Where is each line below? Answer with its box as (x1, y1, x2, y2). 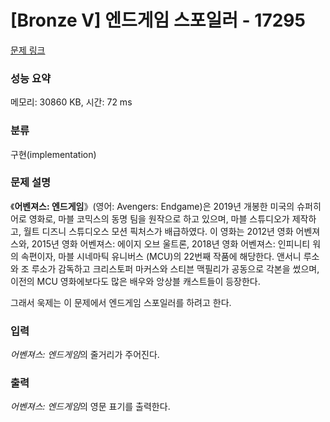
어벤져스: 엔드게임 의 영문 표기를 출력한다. (10, 401, 171, 413)
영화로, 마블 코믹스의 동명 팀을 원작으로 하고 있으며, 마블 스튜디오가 (28, 212, 290, 225)
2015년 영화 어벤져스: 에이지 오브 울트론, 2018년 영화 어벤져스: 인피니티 (31, 237, 311, 250)
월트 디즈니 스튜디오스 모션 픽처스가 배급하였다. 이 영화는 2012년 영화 (23, 225, 294, 237)
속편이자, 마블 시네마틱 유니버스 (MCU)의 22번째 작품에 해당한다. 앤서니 (20, 250, 302, 262)
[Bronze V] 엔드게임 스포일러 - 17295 (10, 9, 306, 32)
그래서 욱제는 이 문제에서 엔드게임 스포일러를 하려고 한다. (10, 296, 232, 308)
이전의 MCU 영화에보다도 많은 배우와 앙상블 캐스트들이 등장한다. (10, 275, 261, 287)
